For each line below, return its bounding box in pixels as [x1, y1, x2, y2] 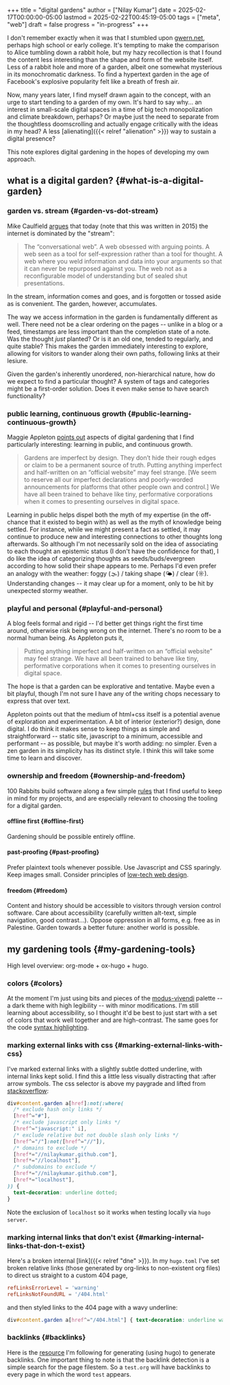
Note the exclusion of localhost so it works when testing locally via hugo [7, 1208, 211, 1216]
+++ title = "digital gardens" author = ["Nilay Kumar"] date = [7, 6, 177, 14]
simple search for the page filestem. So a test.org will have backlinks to [7, 1362, 211, 1371]
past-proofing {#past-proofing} [7, 848, 100, 857]
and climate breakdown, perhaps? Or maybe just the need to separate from [7, 113, 219, 121]
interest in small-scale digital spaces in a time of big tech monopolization [7, 106, 213, 113]
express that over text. [7, 697, 71, 706]
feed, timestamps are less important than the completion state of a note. [7, 327, 211, 336]
